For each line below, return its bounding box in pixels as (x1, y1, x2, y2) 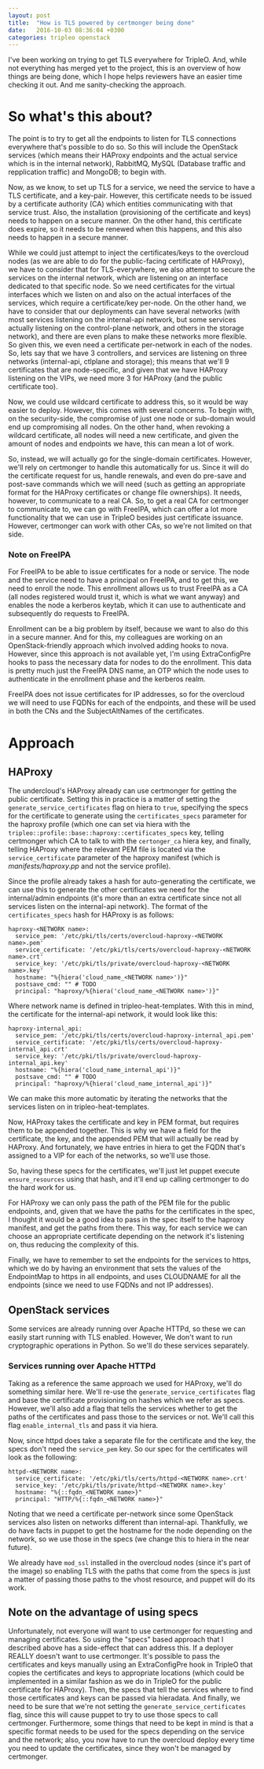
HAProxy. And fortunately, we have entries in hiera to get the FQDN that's (8, 1143, 246, 1152)
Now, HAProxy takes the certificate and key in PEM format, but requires (8, 1118, 240, 1127)
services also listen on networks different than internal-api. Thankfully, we (8, 1517, 248, 1526)
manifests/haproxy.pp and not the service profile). (8, 862, 171, 871)
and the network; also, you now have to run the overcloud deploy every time (8, 1735, 255, 1745)
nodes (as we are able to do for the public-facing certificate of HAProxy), (8, 257, 245, 266)
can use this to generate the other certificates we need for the (8, 885, 210, 895)
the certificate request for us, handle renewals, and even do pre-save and (8, 471, 247, 480)
